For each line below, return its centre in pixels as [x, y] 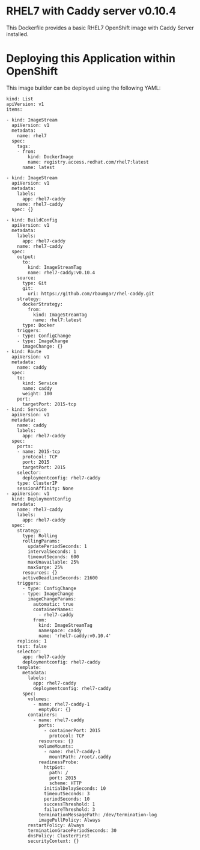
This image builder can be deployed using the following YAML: [83, 88]
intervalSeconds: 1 [52, 552]
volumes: [39, 699]
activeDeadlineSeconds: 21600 [60, 578]
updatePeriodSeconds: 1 [57, 546]
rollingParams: [41, 541]
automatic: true [53, 604]
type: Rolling [40, 536]
